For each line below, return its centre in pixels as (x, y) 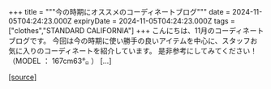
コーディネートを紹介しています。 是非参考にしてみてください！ (151, 51)
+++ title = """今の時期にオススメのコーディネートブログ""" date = (120, 12)
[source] (23, 77)
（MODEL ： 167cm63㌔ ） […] (60, 61)
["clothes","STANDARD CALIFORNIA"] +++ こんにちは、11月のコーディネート (136, 30)
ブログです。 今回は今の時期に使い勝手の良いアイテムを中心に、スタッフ (129, 40)
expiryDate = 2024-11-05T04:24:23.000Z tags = (154, 21)
